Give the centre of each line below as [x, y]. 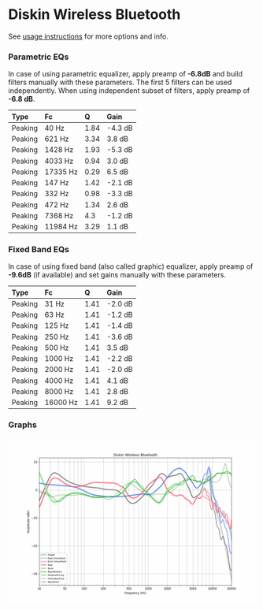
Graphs [22, 425]
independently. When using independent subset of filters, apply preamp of [129, 91]
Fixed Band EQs [39, 249]
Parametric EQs [39, 57]
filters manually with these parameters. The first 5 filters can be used [120, 82]
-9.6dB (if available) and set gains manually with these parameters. [117, 275]
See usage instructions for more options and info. [89, 36]
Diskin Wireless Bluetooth [94, 15]
